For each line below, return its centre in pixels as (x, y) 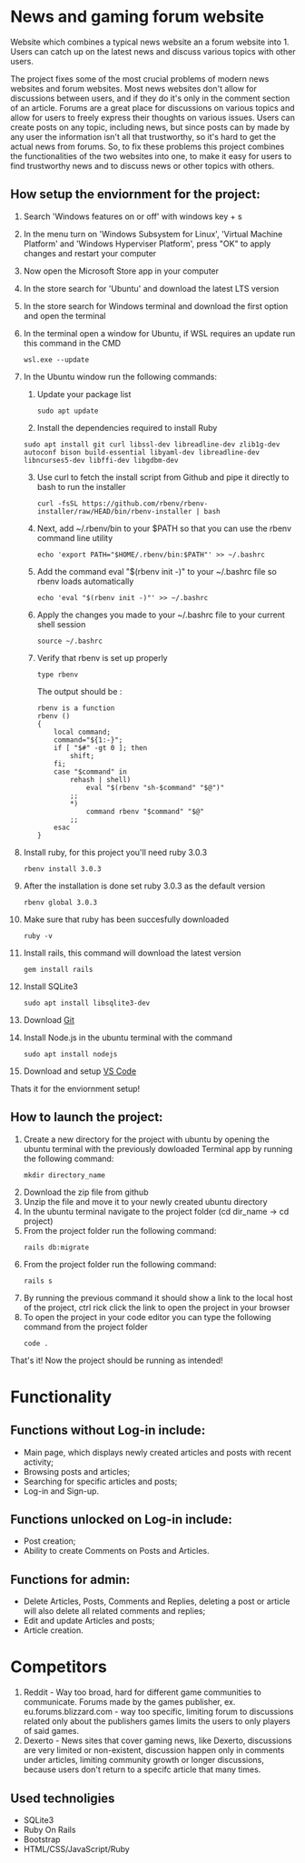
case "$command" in (91, 771)
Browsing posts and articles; (77, 1471)
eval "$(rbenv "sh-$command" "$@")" (155, 787)
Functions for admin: (70, 1579)
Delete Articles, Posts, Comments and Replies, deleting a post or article (157, 1601)
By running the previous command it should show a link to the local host (158, 1297)
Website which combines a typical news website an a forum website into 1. (150, 42)
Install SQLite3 (50, 986)
